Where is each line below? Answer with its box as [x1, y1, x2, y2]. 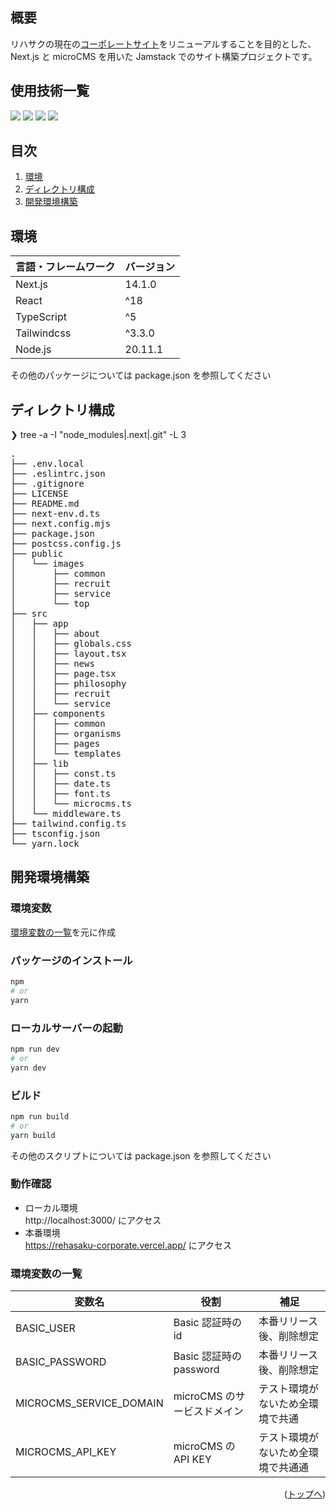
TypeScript [15, 310, 67, 324]
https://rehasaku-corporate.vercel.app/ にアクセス [24, 1239, 233, 1251]
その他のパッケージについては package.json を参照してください [10, 369, 272, 382]
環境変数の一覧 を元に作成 [10, 926, 116, 938]
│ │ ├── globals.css [10, 638, 132, 650]
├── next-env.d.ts [10, 508, 101, 520]
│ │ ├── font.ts [10, 788, 112, 800]
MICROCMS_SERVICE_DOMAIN [15, 1396, 164, 1410]
